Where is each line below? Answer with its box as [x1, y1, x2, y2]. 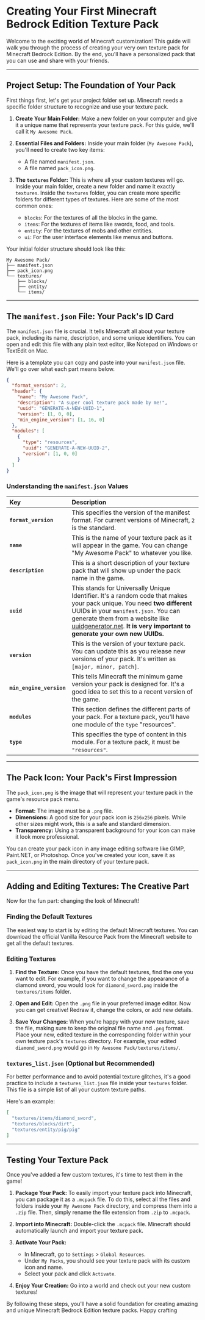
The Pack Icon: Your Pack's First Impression [6, 773, 178, 783]
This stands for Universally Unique [71, 584, 171, 592]
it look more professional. [15, 833, 79, 840]
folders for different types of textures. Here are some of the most [15, 195, 179, 203]
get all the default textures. [6, 939, 74, 947]
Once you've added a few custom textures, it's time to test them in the [6, 1171, 183, 1178]
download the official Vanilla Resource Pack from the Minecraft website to [6, 933, 192, 940]
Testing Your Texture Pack [6, 1155, 109, 1166]
